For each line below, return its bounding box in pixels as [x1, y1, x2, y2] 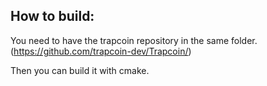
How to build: [10, 8, 95, 25]
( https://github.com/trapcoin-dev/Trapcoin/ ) [10, 45, 192, 57]
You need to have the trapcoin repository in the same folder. [10, 34, 258, 46]
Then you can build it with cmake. [10, 64, 150, 76]
